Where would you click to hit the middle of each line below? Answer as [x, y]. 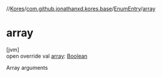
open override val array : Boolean [47, 56]
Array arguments [27, 67]
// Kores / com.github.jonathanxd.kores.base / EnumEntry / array [81, 9]
